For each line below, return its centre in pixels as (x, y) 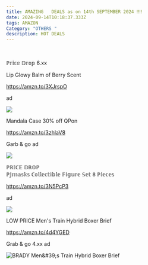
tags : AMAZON (22, 23)
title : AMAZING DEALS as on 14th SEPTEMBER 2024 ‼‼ (74, 12)
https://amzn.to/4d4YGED (38, 232)
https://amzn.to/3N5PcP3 (37, 187)
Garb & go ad (22, 144)
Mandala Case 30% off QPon (42, 121)
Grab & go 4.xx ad (28, 244)
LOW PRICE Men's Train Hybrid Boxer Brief (59, 221)
